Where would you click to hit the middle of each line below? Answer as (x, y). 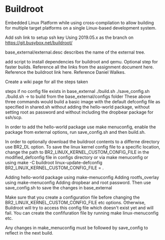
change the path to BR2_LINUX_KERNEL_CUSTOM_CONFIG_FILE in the (77, 152)
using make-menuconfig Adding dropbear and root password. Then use (78, 182)
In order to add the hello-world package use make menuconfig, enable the (81, 127)
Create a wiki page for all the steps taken (47, 82)
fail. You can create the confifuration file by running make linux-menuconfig (82, 213)
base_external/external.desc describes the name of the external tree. (75, 52)
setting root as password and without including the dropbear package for (79, 112)
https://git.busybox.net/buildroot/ (39, 42)
